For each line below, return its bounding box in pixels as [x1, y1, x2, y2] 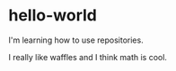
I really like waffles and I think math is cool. [8, 51, 168, 62]
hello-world [8, 5, 98, 26]
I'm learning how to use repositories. [8, 35, 145, 45]
